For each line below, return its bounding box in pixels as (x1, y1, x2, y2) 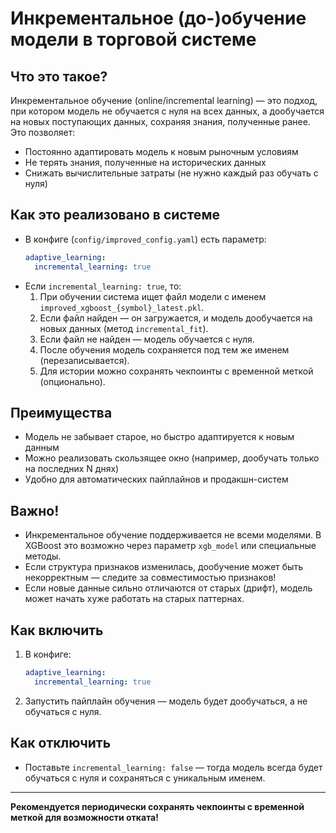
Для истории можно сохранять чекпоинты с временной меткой (39, 365, 314, 377)
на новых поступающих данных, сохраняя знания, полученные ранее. (10, 116, 311, 127)
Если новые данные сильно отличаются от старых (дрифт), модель (24, 582, 313, 594)
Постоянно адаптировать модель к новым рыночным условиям (24, 146, 299, 157)
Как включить (10, 622, 104, 639)
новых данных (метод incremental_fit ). (39, 322, 209, 334)
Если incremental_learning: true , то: (24, 280, 182, 292)
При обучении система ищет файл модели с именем (39, 290, 267, 302)
